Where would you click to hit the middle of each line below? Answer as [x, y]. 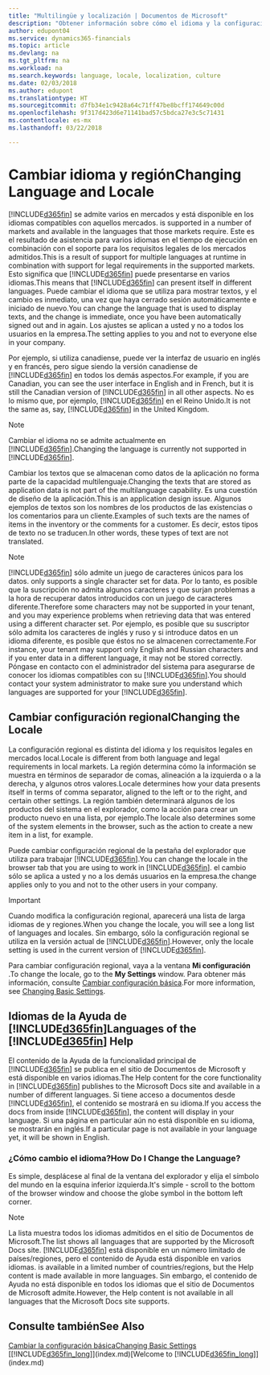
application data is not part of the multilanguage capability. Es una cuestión [133, 490]
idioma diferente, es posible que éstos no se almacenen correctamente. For [133, 641]
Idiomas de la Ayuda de [67, 1016]
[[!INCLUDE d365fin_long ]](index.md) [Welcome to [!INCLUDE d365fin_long [131, 1354]
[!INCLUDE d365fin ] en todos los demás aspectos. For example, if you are [129, 375]
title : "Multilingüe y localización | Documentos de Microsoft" [118, 16]
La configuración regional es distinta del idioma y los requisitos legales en [131, 749]
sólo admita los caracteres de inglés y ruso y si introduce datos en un [123, 632]
